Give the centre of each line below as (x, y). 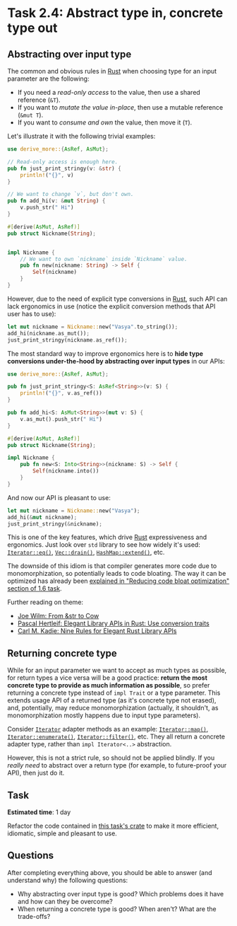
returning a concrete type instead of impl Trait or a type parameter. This (114, 693)
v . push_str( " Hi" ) (47, 208)
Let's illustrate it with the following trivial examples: (81, 136)
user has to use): (32, 313)
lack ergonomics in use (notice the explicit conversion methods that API (111, 306)
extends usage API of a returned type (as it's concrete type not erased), (112, 700)
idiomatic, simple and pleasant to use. (62, 833)
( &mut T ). (30, 115)
